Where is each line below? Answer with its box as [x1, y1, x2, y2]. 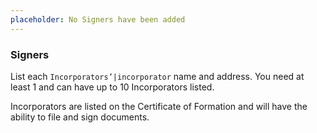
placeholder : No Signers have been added [10, 14, 186, 25]
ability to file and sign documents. [10, 111, 150, 123]
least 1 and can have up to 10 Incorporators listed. [10, 81, 215, 93]
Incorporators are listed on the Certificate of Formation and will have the [10, 100, 308, 112]
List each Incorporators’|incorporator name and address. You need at [10, 70, 305, 82]
